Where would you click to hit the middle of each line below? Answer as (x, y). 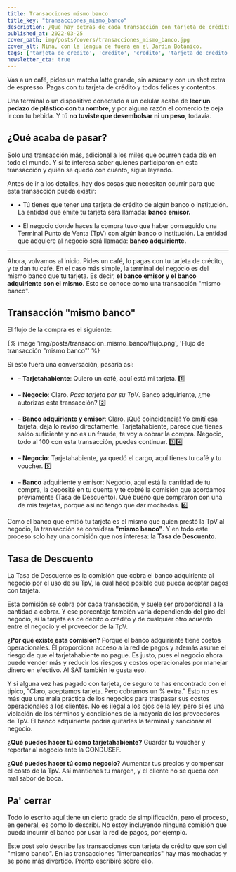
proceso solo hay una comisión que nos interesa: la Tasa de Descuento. (112, 536)
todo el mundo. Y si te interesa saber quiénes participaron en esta (103, 162)
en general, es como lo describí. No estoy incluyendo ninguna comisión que (117, 825)
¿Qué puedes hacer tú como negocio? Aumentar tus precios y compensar (116, 764)
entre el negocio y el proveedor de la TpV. (68, 626)
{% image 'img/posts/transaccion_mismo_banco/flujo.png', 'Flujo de (106, 343)
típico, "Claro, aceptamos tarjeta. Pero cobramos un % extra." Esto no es (113, 691)
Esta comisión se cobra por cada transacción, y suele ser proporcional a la (115, 604)
